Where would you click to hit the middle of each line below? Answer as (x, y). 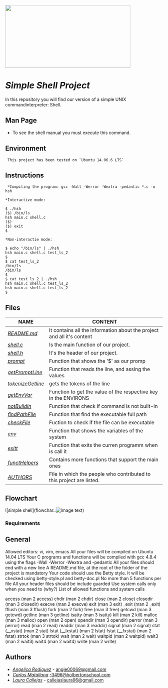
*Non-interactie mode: (29, 240)
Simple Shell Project (47, 86)
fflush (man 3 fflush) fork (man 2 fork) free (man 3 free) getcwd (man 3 (78, 609)
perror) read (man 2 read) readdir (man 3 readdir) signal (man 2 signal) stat (82, 625)
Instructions (24, 175)
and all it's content (71, 336)
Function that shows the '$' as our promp (97, 361)
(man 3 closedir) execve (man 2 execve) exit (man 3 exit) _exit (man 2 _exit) (83, 604)
